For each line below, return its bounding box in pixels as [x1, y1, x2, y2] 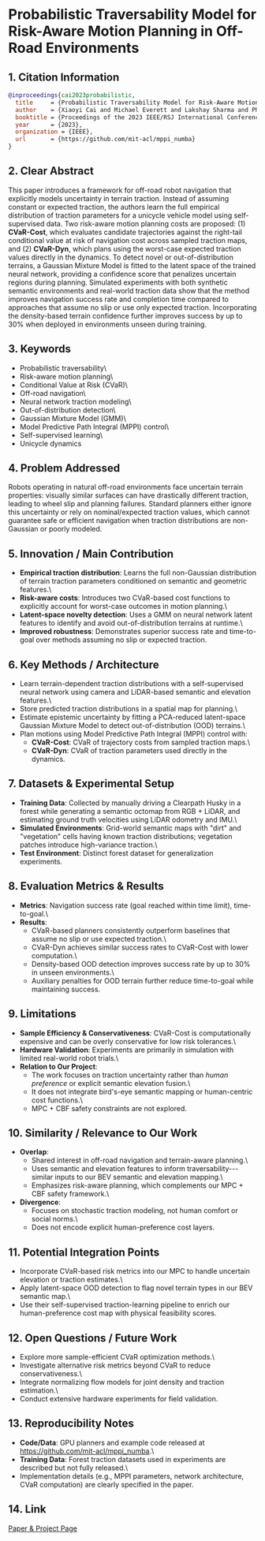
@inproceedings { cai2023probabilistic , [8, 91, 136, 99]
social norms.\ [31, 1215, 78, 1224]
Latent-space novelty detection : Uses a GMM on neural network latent [19, 610, 252, 620]
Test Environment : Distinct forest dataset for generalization [19, 848, 215, 857]
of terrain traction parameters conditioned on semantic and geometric [19, 576, 247, 586]
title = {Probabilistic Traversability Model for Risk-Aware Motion [15, 99, 259, 106]
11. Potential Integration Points [8, 1245, 160, 1259]
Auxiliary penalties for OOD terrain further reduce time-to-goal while [31, 976, 254, 985]
